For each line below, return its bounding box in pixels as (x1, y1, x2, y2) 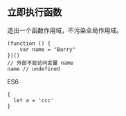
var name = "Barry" (19, 46, 76, 53)
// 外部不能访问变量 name (7, 59, 74, 66)
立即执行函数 (7, 6, 62, 19)
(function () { (7, 40, 51, 47)
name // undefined (7, 65, 60, 72)
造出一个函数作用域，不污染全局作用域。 (7, 26, 123, 35)
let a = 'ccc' (13, 97, 54, 104)
